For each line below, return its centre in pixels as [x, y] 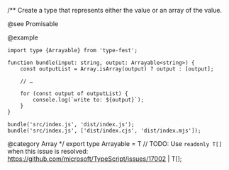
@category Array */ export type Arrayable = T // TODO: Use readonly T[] [115, 144]
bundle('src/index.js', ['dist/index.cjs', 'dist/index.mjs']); [104, 130]
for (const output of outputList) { [74, 94]
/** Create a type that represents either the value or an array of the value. [114, 10]
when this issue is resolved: [48, 151]
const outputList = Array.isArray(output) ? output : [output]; [117, 69]
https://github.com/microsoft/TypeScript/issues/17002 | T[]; [95, 159]
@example [23, 37]
